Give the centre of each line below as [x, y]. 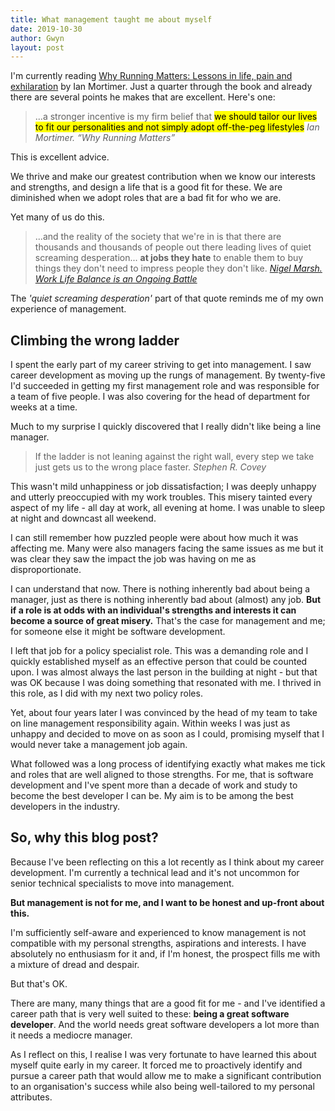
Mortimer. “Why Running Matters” [105, 138]
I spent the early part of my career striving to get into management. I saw [161, 365]
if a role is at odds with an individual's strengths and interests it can [153, 610]
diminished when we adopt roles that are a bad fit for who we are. [146, 198]
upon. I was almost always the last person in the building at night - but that [164, 672]
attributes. [31, 1097]
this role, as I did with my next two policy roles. [106, 693]
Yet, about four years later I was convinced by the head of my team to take [164, 713]
